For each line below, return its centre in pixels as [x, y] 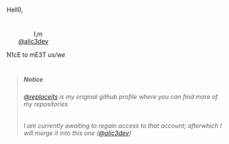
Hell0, [15, 10]
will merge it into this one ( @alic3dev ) [77, 133]
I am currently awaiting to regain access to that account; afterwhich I [122, 125]
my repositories [46, 104]
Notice [33, 79]
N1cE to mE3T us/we [36, 55]
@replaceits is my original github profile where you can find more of [121, 96]
